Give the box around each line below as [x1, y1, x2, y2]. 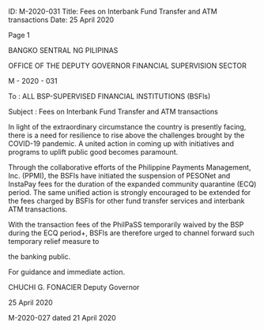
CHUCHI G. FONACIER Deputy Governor [8, 283, 140, 291]
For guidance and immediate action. [8, 268, 125, 276]
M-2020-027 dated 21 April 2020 [8, 313, 116, 322]
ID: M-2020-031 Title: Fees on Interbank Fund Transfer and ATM [8, 7, 217, 16]
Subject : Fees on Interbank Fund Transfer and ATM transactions [8, 107, 219, 116]
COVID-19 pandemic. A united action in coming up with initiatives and [8, 139, 235, 148]
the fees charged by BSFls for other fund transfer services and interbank [8, 197, 245, 205]
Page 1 [8, 31, 30, 39]
